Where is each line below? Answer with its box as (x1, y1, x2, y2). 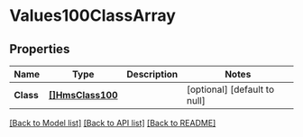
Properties (9, 41, 70, 57)
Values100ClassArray (9, 5, 176, 26)
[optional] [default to (186, 83, 275, 96)
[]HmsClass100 (48, 89, 119, 101)
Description (126, 68, 179, 80)
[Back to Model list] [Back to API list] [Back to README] (9, 118, 216, 128)
